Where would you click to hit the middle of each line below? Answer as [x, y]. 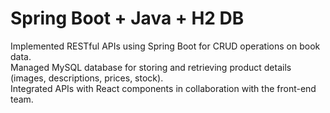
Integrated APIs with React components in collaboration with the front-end [163, 88]
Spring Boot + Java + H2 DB [127, 18]
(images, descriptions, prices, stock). [87, 78]
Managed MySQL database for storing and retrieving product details [151, 67]
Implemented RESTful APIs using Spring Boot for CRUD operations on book [165, 46]
